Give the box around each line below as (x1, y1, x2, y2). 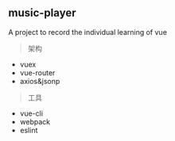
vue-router (19, 67, 56, 78)
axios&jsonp (19, 76, 60, 86)
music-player (8, 6, 76, 20)
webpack (19, 116, 50, 126)
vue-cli (19, 109, 44, 118)
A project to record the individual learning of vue (8, 27, 167, 36)
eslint (19, 125, 38, 135)
